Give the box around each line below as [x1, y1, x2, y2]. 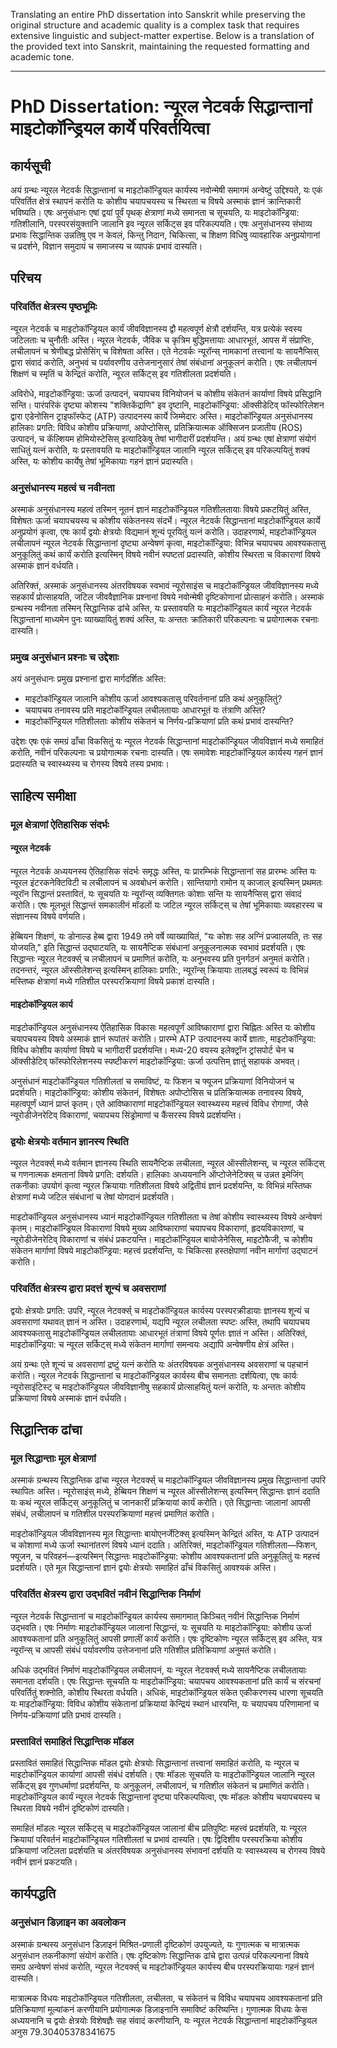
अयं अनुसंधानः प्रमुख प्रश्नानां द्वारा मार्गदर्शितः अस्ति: [10, 673, 167, 685]
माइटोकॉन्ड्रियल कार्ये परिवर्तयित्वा [10, 117, 210, 140]
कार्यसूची [10, 157, 51, 174]
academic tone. [10, 51, 75, 63]
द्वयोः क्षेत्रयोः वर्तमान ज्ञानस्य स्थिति [10, 1134, 129, 1148]
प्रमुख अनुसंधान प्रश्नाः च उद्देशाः [10, 650, 120, 664]
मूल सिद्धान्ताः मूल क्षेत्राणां [10, 1451, 97, 1465]
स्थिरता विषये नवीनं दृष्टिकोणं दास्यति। [10, 1802, 130, 1814]
